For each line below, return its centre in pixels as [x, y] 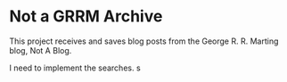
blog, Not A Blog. [41, 50]
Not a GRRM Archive [86, 16]
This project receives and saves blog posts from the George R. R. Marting [144, 41]
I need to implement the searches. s [75, 68]
